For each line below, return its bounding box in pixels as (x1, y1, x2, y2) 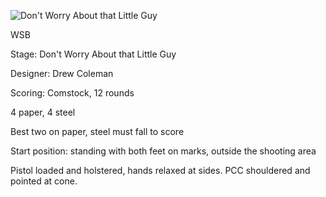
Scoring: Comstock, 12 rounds (10, 87, 135, 99)
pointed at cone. (10, 175, 78, 187)
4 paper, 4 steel (10, 106, 76, 118)
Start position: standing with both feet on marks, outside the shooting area (10, 145, 317, 157)
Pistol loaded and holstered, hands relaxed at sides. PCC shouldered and (10, 165, 311, 176)
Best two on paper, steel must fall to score (10, 126, 185, 137)
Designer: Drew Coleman (10, 68, 114, 79)
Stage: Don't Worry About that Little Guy (10, 48, 177, 60)
